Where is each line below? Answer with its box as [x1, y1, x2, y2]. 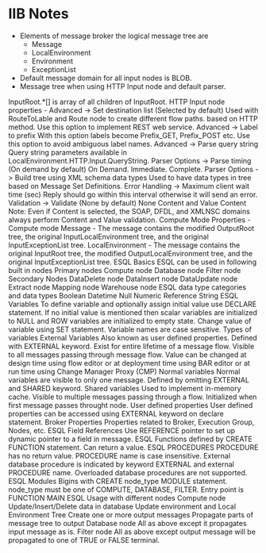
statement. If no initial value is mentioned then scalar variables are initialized [8, 307, 258, 317]
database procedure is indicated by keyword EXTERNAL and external [8, 459, 234, 469]
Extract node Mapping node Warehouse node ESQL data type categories [8, 282, 247, 292]
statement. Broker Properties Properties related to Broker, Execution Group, [8, 417, 255, 427]
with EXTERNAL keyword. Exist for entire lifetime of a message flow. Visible [8, 341, 255, 351]
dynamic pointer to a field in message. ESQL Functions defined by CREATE [8, 434, 253, 444]
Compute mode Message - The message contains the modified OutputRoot [8, 223, 255, 232]
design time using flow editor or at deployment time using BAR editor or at [8, 358, 250, 367]
